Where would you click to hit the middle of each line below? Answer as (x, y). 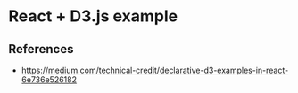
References (41, 49)
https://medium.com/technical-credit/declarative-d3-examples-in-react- (155, 70)
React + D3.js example (93, 16)
